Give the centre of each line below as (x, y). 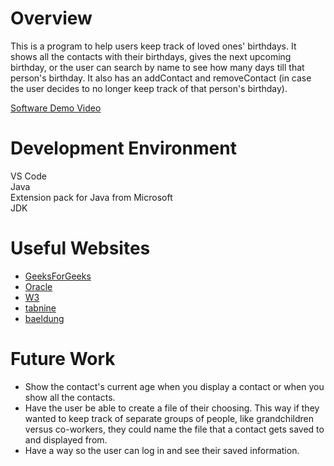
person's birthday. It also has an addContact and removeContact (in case (161, 78)
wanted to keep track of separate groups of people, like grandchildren (169, 418)
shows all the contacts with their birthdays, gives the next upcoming (151, 56)
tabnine (40, 308)
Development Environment (123, 148)
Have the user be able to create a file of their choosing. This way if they (172, 408)
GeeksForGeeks (58, 276)
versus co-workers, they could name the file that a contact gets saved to (174, 429)
